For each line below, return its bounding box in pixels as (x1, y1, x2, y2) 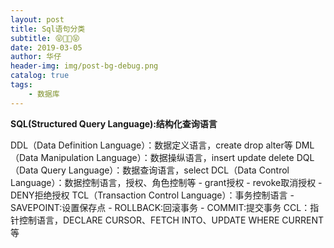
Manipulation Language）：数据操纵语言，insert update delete (40, 151, 295, 163)
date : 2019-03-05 (10, 42, 83, 53)
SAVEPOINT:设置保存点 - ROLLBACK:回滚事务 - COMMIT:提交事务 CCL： (10, 201, 311, 213)
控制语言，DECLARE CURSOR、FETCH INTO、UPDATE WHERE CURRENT (18, 214, 325, 226)
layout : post (10, 14, 65, 25)
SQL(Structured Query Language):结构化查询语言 (10, 117, 218, 130)
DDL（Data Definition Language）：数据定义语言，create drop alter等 (10, 139, 293, 151)
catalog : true (10, 71, 70, 81)
